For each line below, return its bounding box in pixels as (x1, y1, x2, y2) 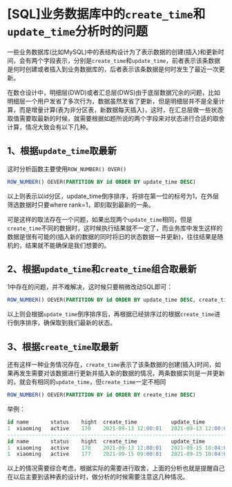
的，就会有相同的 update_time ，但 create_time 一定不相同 (7, 378, 166, 386)
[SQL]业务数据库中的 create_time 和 (7, 6, 206, 22)
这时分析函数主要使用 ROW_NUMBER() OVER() (7, 164, 127, 173)
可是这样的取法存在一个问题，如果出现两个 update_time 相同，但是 (7, 215, 193, 223)
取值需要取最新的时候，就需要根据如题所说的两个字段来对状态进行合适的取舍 (7, 114, 225, 122)
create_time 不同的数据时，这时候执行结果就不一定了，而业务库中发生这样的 (7, 224, 223, 232)
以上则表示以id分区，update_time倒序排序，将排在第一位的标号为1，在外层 (7, 191, 220, 200)
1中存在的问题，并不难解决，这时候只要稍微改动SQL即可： (7, 283, 173, 291)
